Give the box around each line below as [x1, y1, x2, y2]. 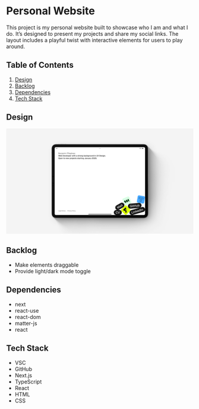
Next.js [14, 371, 33, 379]
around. [6, 43, 26, 50]
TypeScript [14, 378, 42, 385]
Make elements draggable [14, 261, 79, 268]
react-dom [14, 313, 41, 320]
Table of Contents [6, 60, 74, 70]
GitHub [14, 365, 33, 373]
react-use [14, 307, 39, 314]
